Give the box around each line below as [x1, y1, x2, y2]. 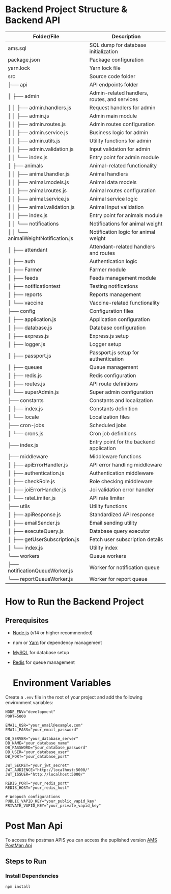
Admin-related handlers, [89, 89, 149, 96]
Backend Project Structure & [5, 4, 128, 15]
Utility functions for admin [89, 137, 152, 144]
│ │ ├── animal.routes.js [8, 187, 67, 194]
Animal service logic [89, 195, 138, 202]
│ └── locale [8, 413, 39, 420]
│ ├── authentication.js [8, 469, 65, 477]
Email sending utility [89, 519, 137, 526]
